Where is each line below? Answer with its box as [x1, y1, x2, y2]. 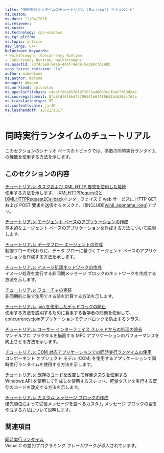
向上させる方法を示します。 [5, 338, 61, 344]
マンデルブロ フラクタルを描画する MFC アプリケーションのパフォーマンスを [5, 332, 160, 338]
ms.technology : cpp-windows [5, 30, 63, 35]
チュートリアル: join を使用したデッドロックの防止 [5, 303, 106, 309]
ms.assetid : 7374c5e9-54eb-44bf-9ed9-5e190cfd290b [5, 62, 111, 67]
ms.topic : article [5, 39, 43, 44]
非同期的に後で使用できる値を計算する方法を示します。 [5, 293, 117, 299]
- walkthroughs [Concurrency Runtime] [5, 53, 84, 58]
